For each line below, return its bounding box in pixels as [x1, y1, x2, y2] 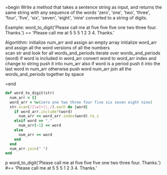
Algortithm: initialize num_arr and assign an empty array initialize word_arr [5, 39, 157, 45]
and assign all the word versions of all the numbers [5, 45, 110, 50]
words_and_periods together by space [5, 71, 84, 77]
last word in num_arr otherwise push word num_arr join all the [5, 66, 132, 72]
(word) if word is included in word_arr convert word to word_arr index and [5, 55, 157, 61]
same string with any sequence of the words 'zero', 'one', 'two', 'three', [5, 9, 151, 15]
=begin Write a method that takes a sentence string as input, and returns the [5, 4, 162, 10]
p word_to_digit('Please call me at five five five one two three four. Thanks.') [5, 160, 161, 166]
